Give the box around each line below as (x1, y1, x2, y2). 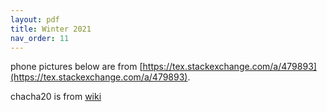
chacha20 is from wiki (10, 91, 102, 103)
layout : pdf (10, 14, 60, 25)
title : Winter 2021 (10, 24, 92, 34)
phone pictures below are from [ (10, 61, 143, 73)
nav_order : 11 (10, 33, 70, 43)
